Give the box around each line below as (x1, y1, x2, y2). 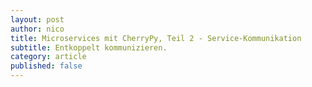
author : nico (10, 24, 65, 34)
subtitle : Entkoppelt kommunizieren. (10, 42, 168, 53)
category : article (10, 52, 87, 62)
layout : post (10, 14, 65, 25)
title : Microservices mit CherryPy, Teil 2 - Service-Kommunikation (10, 33, 302, 43)
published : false (10, 61, 83, 71)
